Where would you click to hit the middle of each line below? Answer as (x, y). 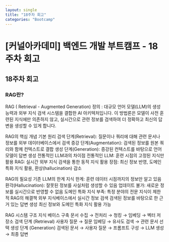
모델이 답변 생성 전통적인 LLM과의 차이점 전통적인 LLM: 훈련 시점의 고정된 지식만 (85, 156)
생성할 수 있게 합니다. (35, 126)
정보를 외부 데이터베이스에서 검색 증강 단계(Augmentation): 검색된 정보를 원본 (82, 143)
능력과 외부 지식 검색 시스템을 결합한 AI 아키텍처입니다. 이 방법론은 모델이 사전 (82, 113)
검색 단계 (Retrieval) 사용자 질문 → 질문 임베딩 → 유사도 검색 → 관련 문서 (86, 222)
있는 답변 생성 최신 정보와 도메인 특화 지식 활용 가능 (61, 204)
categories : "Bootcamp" (30, 19)
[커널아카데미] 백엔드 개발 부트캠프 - (76, 46)
